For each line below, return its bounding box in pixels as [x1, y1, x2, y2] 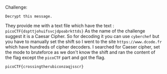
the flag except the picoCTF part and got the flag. [5, 54, 106, 60]
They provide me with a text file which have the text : [5, 22, 114, 28]
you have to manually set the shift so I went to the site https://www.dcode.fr [5, 38, 162, 44]
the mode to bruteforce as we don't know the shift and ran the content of [5, 49, 155, 55]
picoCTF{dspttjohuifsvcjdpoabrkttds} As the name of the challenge [5, 28, 145, 34]
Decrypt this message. [5, 14, 52, 19]
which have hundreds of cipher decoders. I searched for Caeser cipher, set [5, 44, 160, 49]
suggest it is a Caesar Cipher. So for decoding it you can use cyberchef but [5, 33, 159, 39]
